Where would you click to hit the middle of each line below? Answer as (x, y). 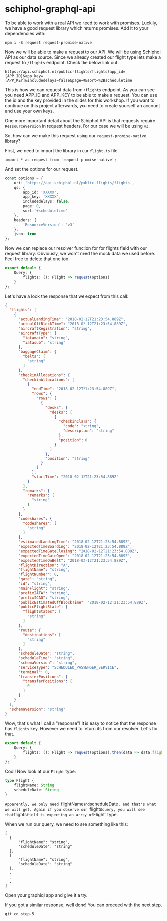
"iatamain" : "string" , (46, 338)
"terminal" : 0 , (34, 672)
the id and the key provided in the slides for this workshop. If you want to (80, 100)
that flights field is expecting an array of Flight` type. (62, 815)
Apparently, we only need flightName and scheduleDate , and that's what (81, 804)
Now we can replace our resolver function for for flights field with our (76, 248)
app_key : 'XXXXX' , (42, 197)
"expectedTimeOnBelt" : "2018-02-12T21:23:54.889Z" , (73, 560)
